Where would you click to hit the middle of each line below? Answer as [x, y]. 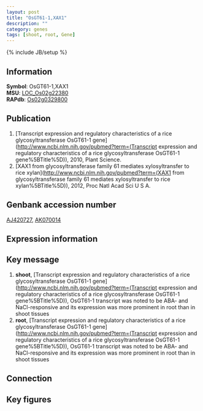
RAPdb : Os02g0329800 [37, 99]
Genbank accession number [61, 205]
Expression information [52, 239]
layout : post [23, 12]
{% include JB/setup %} [37, 52]
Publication [29, 119]
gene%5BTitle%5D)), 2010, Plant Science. [68, 159]
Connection [29, 379]
